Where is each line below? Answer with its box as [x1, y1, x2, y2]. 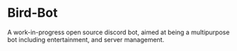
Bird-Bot [7, 5, 58, 21]
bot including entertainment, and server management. [7, 35, 165, 43]
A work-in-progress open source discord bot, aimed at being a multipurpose [7, 28, 230, 36]
